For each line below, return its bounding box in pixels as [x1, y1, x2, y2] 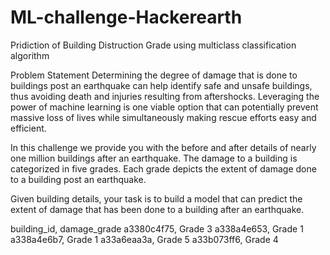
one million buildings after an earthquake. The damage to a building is [10, 152, 298, 164]
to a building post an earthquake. [10, 173, 147, 185]
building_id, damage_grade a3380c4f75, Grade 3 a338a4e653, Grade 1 [10, 222, 304, 235]
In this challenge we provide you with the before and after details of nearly [10, 141, 317, 153]
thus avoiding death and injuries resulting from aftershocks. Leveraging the [10, 90, 320, 102]
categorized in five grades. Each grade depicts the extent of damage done [10, 162, 317, 175]
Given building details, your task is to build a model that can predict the [10, 192, 303, 205]
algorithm [10, 49, 50, 61]
